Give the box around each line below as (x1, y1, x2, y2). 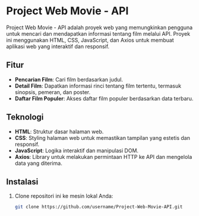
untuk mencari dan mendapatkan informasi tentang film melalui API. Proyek (6, 30, 191, 37)
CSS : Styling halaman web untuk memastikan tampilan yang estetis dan (14, 134, 190, 141)
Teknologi (6, 112, 44, 123)
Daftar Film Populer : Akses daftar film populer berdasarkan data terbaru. (14, 95, 194, 102)
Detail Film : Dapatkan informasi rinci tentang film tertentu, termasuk (14, 82, 182, 89)
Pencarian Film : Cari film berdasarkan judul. (14, 76, 124, 83)
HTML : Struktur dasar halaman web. (14, 128, 104, 135)
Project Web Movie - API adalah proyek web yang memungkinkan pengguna (6, 24, 193, 31)
